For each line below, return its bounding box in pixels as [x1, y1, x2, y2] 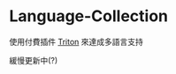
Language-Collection [9, 6, 169, 26]
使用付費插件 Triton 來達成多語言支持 [9, 36, 144, 47]
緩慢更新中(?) [9, 55, 58, 65]
